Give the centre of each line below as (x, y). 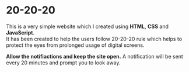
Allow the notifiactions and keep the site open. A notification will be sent (95, 56)
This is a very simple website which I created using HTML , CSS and (87, 26)
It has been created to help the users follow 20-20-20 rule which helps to (94, 39)
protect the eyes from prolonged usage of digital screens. (75, 45)
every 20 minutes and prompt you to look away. (63, 63)
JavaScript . (20, 32)
